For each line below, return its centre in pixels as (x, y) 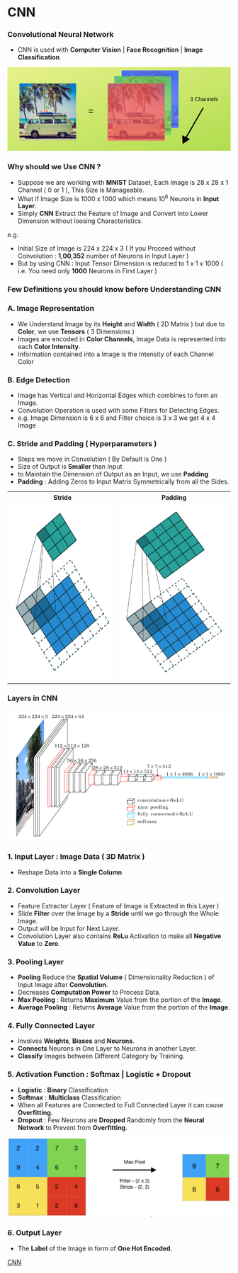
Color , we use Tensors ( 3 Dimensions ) (76, 331)
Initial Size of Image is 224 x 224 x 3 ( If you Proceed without (107, 249)
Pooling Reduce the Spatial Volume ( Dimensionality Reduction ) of (116, 977)
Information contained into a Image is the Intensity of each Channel (115, 354)
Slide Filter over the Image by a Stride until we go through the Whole (118, 913)
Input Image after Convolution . (63, 985)
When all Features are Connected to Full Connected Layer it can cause (120, 1104)
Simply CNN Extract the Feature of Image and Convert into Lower (113, 214)
